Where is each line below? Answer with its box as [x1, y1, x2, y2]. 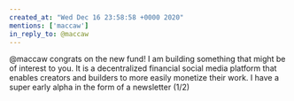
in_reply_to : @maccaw [9, 29, 89, 38]
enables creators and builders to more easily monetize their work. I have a [9, 73, 279, 83]
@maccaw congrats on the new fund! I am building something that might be [9, 54, 286, 65]
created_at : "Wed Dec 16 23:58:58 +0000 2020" [9, 12, 184, 22]
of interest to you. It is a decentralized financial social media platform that [9, 63, 277, 74]
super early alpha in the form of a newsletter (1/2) [9, 82, 190, 93]
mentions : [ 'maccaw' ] [9, 21, 89, 30]
